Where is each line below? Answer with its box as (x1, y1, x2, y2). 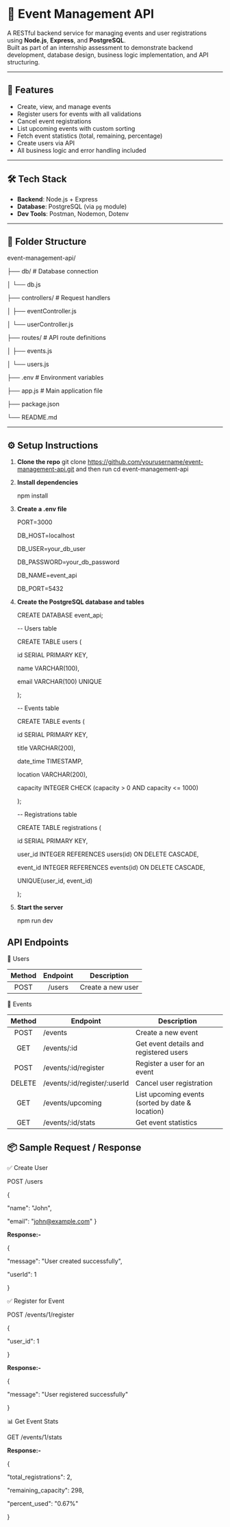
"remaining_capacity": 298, (7, 1486, 84, 1494)
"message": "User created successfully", (7, 1257, 123, 1265)
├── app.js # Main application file (7, 387, 103, 395)
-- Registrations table (16, 810, 77, 818)
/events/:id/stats (43, 1118, 96, 1127)
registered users (136, 1048, 188, 1057)
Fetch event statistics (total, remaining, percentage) (16, 132, 163, 140)
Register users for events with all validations (16, 110, 142, 118)
